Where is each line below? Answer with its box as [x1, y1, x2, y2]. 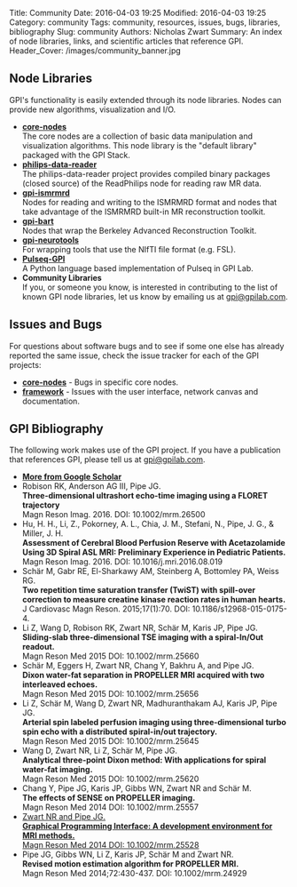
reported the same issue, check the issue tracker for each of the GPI [9, 350, 260, 361]
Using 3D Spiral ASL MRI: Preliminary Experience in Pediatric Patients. [21, 547, 286, 558]
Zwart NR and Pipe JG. [21, 811, 106, 822]
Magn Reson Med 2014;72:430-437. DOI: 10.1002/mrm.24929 [21, 868, 247, 879]
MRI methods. [21, 830, 75, 841]
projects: [9, 359, 42, 370]
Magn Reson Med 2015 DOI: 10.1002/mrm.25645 [21, 736, 199, 747]
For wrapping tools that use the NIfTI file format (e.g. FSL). [21, 244, 237, 254]
